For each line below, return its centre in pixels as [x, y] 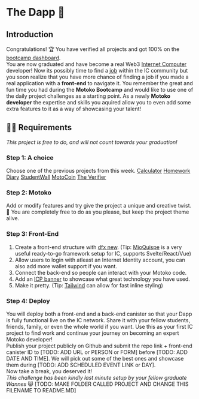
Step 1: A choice [30, 157]
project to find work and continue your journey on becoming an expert [93, 333]
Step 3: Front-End [32, 234]
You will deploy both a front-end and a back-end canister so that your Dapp [99, 314]
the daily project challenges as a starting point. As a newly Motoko [88, 96]
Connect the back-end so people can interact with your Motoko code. [101, 272]
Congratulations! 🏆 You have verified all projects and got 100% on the [93, 49]
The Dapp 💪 [36, 12]
